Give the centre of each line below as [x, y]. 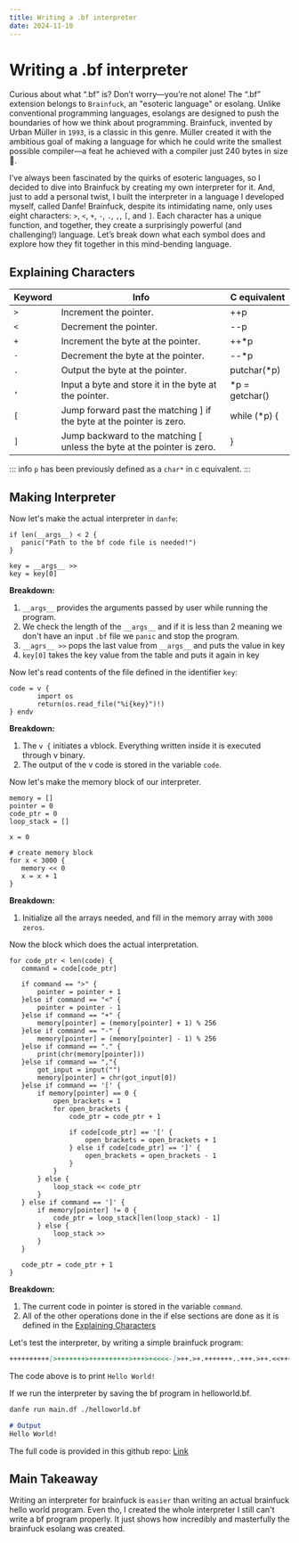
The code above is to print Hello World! [82, 1376]
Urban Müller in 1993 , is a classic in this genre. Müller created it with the [141, 132]
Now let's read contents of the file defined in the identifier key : [123, 673]
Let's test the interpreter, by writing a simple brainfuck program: [126, 1343]
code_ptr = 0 [33, 814]
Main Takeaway [54, 1478]
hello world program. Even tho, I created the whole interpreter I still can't [142, 1510]
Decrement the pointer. [109, 327]
